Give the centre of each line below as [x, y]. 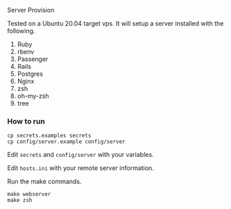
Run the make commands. [44, 182]
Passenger [33, 59]
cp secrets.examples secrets [49, 136]
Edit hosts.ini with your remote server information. [80, 168]
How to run [26, 121]
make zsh [20, 201]
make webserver [29, 194]
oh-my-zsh [33, 96]
